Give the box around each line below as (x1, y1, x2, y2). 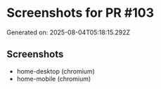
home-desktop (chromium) (16, 67, 96, 75)
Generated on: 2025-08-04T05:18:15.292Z (6, 28, 131, 36)
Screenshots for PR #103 (6, 5, 155, 21)
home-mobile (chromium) (16, 74, 91, 83)
